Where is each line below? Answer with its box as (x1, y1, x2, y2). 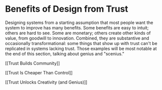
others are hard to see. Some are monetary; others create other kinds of (5, 30, 151, 36)
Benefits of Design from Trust (5, 3, 129, 15)
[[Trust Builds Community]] (5, 60, 60, 66)
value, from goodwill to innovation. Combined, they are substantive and (5, 35, 150, 41)
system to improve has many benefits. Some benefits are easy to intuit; (5, 24, 149, 30)
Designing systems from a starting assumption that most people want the (5, 20, 154, 25)
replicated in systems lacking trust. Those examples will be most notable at (5, 45, 157, 51)
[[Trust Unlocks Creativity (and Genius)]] (5, 79, 87, 85)
